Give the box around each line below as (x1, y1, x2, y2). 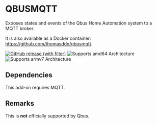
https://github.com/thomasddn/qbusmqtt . (5, 40, 93, 46)
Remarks (5, 99, 35, 108)
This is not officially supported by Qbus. (5, 113, 90, 119)
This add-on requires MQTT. (5, 84, 65, 90)
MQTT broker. (5, 25, 35, 31)
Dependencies (5, 71, 53, 80)
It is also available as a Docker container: (5, 35, 91, 41)
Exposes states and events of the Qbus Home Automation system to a (5, 20, 152, 26)
